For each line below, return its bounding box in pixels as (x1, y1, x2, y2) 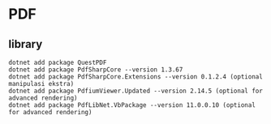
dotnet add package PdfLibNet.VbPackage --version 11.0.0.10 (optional (8, 101, 256, 109)
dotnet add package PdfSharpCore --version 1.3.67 (8, 66, 183, 74)
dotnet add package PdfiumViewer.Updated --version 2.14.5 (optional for (8, 87, 264, 95)
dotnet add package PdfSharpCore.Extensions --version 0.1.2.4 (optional (8, 73, 264, 81)
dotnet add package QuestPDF (8, 58, 107, 66)
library (8, 37, 43, 51)
